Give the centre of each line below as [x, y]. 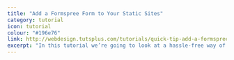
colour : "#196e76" [34, 33]
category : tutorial [36, 20]
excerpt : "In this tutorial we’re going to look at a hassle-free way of [117, 46]
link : [15, 39]
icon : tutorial [29, 26]
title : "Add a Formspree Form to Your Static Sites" [85, 13]
